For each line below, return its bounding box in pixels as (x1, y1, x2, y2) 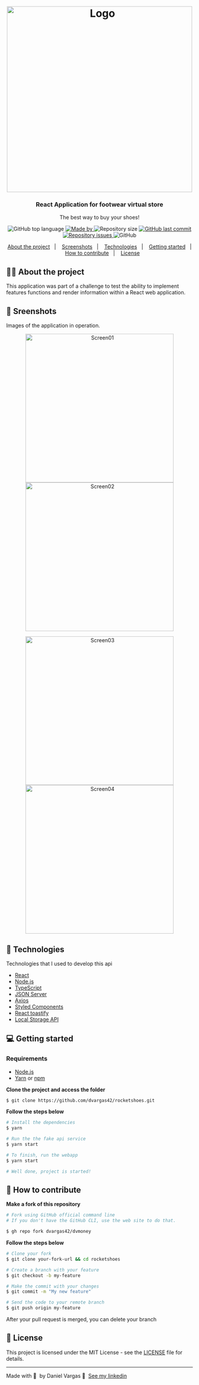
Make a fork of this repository (6, 1201, 81, 1208)
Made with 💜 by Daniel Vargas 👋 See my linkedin (6, 1372, 127, 1379)
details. (6, 1355, 24, 1362)
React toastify (14, 1009, 49, 1016)
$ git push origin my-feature (6, 1305, 81, 1311)
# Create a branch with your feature (6, 1267, 99, 1273)
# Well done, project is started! (6, 1169, 92, 1174)
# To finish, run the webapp (6, 1152, 78, 1158)
